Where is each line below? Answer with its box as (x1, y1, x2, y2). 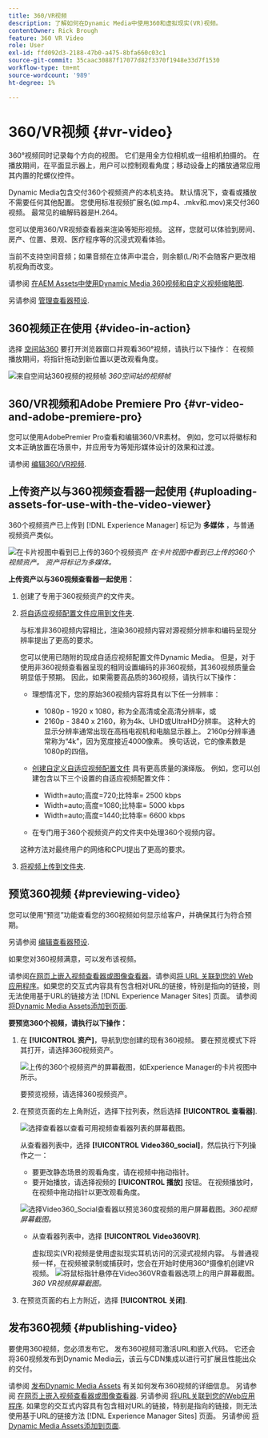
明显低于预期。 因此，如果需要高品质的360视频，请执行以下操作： (19, 672, 238, 681)
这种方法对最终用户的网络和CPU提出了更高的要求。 (19, 844, 190, 854)
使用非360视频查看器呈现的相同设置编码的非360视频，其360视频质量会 (19, 662, 256, 672)
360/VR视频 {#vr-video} (8, 123, 174, 141)
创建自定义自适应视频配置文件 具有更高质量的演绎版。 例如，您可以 (31, 763, 254, 773)
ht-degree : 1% (8, 78, 56, 86)
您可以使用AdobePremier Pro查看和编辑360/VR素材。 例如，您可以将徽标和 (8, 432, 258, 442)
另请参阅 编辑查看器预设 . (8, 937, 90, 946)
